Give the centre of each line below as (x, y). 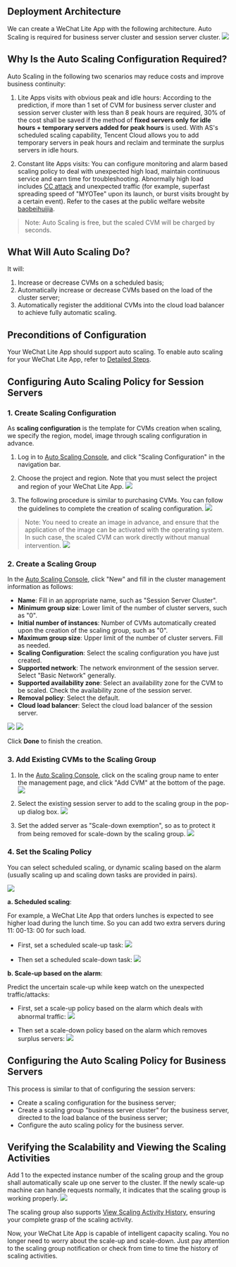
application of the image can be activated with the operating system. (124, 530)
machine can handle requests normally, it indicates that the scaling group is (117, 1190)
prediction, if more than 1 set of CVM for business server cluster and (117, 105)
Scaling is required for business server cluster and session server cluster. (114, 37)
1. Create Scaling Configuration (62, 412)
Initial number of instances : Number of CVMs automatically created (117, 623)
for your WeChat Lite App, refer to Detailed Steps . (79, 359)
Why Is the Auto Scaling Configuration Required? (117, 59)
